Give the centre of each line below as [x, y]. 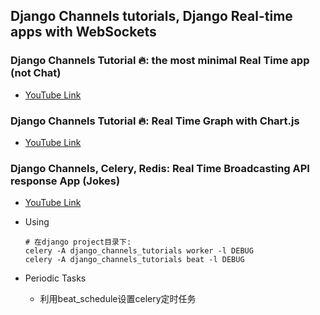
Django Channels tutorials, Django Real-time [151, 16]
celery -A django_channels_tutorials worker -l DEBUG [139, 251]
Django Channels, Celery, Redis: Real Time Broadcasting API [160, 168]
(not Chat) [36, 73]
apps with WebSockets [83, 32]
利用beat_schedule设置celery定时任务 [118, 299]
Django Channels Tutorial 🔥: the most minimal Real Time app [160, 61]
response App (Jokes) [65, 181]
